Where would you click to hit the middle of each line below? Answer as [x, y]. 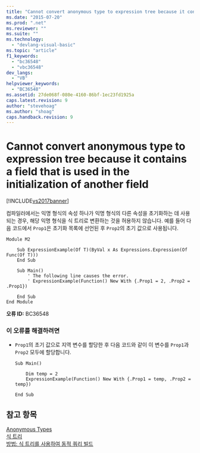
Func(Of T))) [22, 255]
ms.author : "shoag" [30, 111]
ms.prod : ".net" [26, 23]
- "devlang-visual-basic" [44, 45]
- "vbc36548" [28, 67]
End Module [20, 302]
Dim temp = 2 [42, 374]
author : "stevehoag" [32, 106]
